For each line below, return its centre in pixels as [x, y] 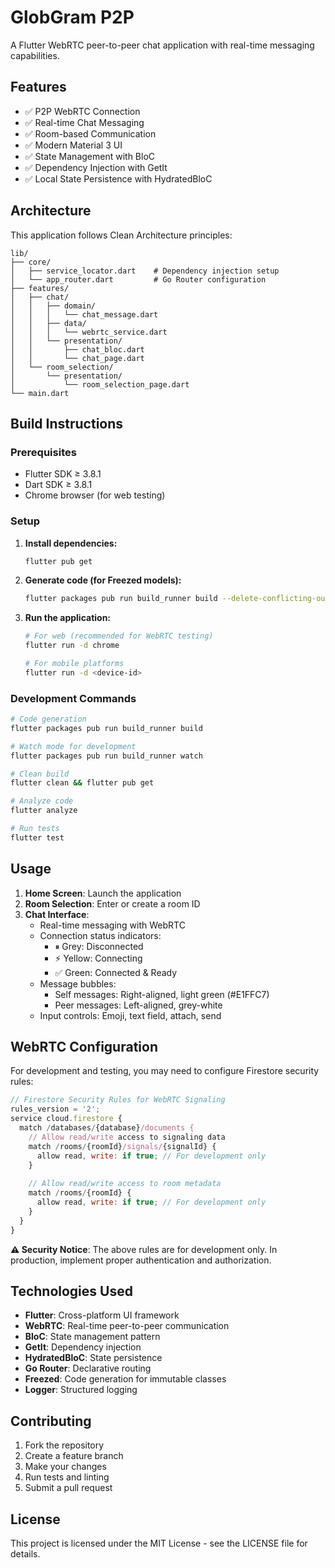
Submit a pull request [68, 1488]
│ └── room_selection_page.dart [100, 384]
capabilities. [35, 55]
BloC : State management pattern [92, 1337]
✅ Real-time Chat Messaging [84, 122]
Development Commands [73, 698]
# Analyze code [42, 801]
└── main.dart [40, 393]
